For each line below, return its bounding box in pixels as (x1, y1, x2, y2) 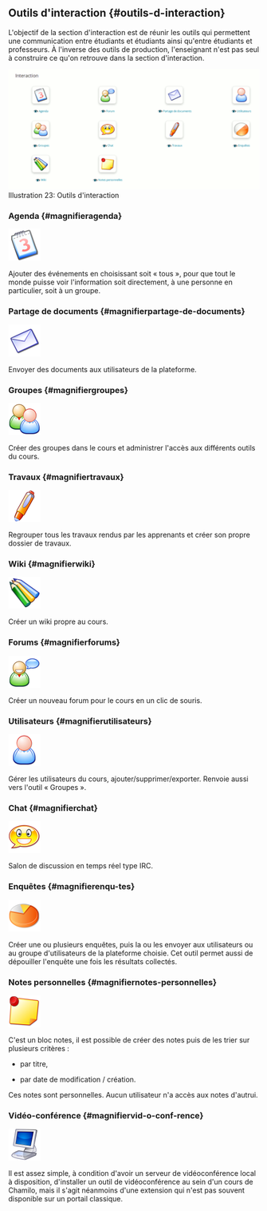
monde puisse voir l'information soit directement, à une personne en (8, 277, 233, 287)
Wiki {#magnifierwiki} (8, 558, 96, 570)
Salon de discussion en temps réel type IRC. (8, 861, 154, 871)
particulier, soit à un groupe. (8, 286, 101, 296)
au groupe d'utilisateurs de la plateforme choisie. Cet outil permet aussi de (8, 948, 253, 958)
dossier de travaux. (8, 538, 72, 548)
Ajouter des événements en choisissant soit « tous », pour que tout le (8, 269, 236, 279)
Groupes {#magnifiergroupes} (8, 384, 129, 395)
